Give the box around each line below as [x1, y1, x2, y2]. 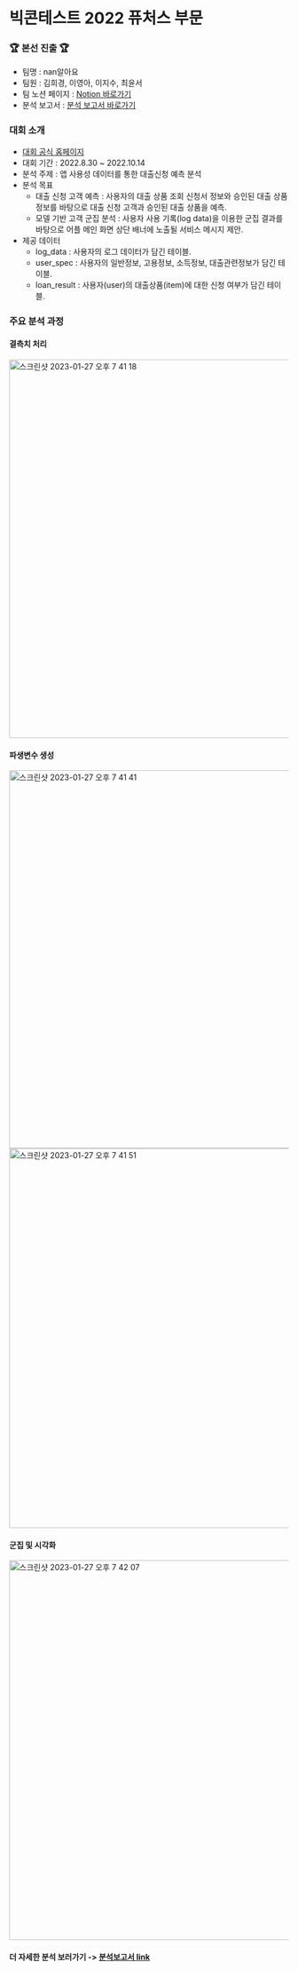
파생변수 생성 [9, 750, 55, 760]
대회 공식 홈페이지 [21, 146, 84, 156]
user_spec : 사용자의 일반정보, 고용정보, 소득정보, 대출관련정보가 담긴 [35, 257, 277, 267]
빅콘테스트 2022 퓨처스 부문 [9, 8, 204, 28]
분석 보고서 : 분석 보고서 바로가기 [21, 99, 136, 111]
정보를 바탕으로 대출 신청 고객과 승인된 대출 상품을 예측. [35, 202, 228, 212]
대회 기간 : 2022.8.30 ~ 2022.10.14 [21, 157, 145, 168]
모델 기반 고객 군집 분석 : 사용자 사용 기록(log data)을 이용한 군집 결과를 [35, 212, 284, 223]
